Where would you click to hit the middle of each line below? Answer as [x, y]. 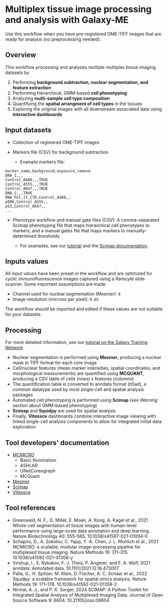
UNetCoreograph [38, 471]
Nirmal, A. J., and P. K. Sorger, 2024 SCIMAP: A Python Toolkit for [80, 589]
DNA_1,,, [14, 175]
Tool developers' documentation [57, 443]
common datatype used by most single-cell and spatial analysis [78, 389]
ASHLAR [29, 465]
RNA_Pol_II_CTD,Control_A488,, [38, 197]
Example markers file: [42, 161]
